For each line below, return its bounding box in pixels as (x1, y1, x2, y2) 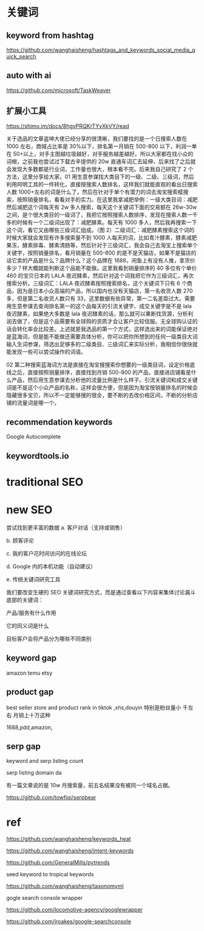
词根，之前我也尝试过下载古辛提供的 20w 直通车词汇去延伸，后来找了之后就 (6, 158, 196, 165)
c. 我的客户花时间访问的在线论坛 (6, 549, 87, 557)
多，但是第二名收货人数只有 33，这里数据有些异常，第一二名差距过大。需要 (6, 295, 195, 302)
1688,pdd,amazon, (6, 723, 53, 731)
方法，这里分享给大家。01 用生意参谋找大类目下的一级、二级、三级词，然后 (6, 173, 194, 180)
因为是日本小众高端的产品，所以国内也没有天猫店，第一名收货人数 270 (16, 287, 193, 294)
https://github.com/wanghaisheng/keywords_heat (6, 835, 131, 843)
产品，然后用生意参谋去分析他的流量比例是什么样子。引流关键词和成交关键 (11, 376, 198, 384)
